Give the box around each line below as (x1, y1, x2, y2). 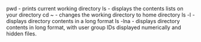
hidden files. (6, 30, 37, 37)
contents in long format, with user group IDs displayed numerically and (6, 24, 181, 31)
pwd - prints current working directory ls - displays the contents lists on (6, 5, 184, 12)
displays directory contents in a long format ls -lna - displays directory (6, 18, 180, 24)
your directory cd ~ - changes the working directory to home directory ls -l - (6, 11, 195, 18)
